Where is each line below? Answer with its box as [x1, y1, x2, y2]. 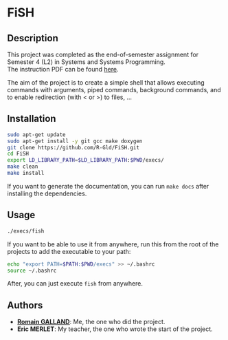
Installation [7, 113, 56, 125]
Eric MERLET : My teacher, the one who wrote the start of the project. [16, 325, 213, 333]
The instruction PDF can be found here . [7, 65, 119, 73]
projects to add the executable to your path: [7, 247, 131, 255]
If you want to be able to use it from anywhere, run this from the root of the [7, 240, 219, 248]
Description [7, 32, 58, 44]
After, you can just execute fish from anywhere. [7, 279, 143, 288]
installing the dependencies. [7, 189, 87, 198]
